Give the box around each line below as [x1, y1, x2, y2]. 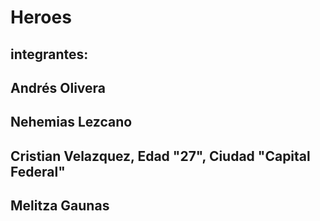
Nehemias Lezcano [10, 114, 133, 131]
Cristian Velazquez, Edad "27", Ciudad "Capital [10, 147, 311, 165]
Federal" [10, 163, 66, 180]
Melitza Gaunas [10, 197, 110, 215]
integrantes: [10, 46, 89, 63]
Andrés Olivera [10, 79, 107, 96]
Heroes [10, 6, 72, 29]
